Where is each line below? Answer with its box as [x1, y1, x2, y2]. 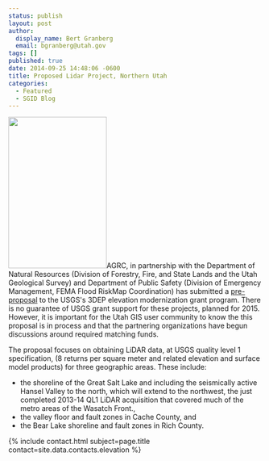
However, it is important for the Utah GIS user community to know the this [8, 312, 253, 322]
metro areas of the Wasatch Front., [19, 404, 136, 413]
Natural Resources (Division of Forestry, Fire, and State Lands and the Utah [8, 270, 258, 279]
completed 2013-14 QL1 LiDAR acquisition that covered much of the [19, 395, 244, 404]
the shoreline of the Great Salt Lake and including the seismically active [19, 378, 258, 388]
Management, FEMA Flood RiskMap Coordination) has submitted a [8, 287, 230, 296]
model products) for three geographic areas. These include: [8, 363, 207, 372]
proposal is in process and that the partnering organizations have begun [8, 321, 248, 331]
